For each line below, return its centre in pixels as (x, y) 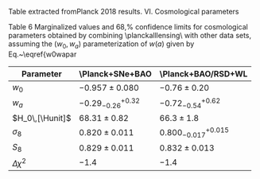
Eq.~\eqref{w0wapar (43, 54)
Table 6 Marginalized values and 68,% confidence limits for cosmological (128, 27)
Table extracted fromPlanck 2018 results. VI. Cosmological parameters (124, 12)
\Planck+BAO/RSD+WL (204, 73)
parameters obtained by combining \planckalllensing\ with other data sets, (130, 35)
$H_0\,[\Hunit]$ (42, 118)
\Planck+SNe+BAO (116, 73)
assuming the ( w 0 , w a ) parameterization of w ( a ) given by (101, 45)
